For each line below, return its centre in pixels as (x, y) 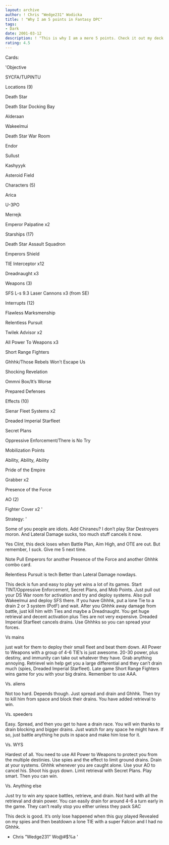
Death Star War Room (28, 136)
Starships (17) (19, 234)
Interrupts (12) (20, 303)
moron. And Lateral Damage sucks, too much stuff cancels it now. (74, 534)
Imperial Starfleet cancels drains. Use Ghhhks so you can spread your (78, 622)
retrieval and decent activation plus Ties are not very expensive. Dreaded (81, 616)
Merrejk (13, 214)
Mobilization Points (25, 450)
